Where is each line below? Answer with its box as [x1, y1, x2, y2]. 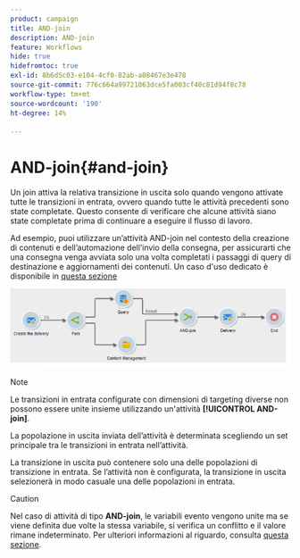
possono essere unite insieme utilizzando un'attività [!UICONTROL [10, 404, 255, 414]
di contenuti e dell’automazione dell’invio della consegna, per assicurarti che [10, 242, 291, 254]
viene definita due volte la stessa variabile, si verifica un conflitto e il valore [10, 521, 287, 531]
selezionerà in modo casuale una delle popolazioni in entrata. [10, 476, 236, 487]
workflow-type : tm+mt [10, 89, 91, 98]
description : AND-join [10, 33, 95, 42]
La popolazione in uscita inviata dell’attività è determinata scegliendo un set [10, 430, 288, 441]
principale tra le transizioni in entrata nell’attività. [10, 440, 188, 451]
